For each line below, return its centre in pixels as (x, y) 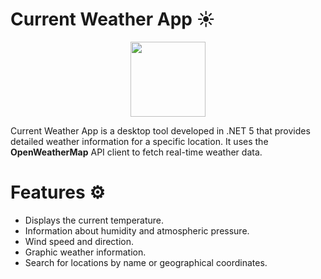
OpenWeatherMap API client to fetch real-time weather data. (136, 152)
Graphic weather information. (85, 252)
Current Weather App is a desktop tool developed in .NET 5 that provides (160, 130)
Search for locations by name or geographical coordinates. (146, 262)
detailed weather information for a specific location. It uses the (139, 141)
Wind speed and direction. (79, 241)
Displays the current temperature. (94, 220)
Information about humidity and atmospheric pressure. (137, 230)
